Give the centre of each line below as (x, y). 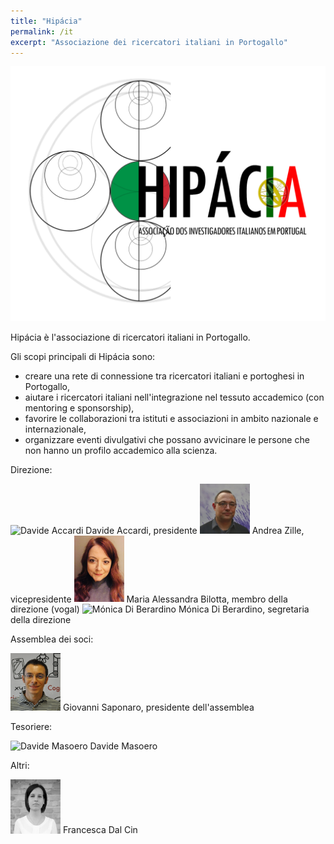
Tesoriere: (31, 727)
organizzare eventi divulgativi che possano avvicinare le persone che (167, 439)
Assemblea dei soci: (52, 639)
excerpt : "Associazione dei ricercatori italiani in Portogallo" (149, 42)
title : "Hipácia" (46, 21)
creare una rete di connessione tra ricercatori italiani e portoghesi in (164, 376)
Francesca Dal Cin (100, 830)
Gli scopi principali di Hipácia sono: (83, 356)
